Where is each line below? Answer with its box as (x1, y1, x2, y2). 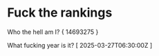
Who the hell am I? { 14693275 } (7, 28, 99, 36)
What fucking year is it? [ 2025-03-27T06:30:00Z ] (7, 41, 153, 49)
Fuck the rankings (7, 5, 113, 21)
